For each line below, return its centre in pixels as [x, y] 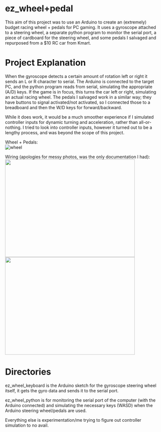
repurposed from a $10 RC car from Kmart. [48, 43]
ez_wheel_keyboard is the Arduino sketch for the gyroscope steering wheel [81, 385]
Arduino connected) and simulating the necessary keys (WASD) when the [79, 405]
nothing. [13, 127]
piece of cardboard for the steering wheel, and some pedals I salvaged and [81, 38]
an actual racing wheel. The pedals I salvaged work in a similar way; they [79, 97]
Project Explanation [46, 63]
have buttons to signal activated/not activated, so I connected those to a [78, 102]
